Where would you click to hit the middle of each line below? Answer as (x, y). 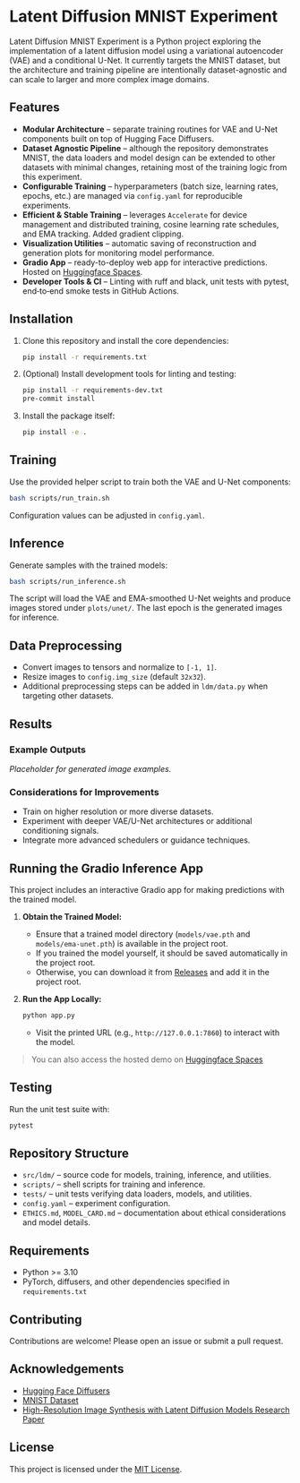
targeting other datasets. (68, 696)
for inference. (34, 617)
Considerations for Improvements (84, 792)
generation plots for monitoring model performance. (118, 253)
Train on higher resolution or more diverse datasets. (118, 811)
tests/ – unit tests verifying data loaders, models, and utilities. (137, 1194)
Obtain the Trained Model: (72, 917)
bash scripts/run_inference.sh (68, 581)
